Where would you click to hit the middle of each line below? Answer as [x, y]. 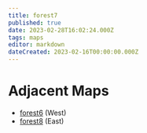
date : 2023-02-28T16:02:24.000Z [61, 30]
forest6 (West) [43, 113]
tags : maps [26, 37]
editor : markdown [37, 45]
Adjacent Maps [59, 91]
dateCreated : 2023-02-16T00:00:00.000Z [73, 52]
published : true [35, 23]
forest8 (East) [42, 121]
